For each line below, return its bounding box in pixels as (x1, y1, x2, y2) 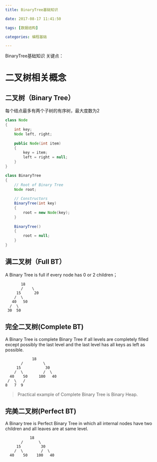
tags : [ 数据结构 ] (5, 25, 38, 30)
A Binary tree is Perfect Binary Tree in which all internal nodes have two (5, 421, 153, 427)
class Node (5, 118, 28, 123)
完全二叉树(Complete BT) (5, 322, 84, 331)
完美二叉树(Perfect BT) (5, 407, 76, 415)
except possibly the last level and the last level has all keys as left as (5, 341, 146, 347)
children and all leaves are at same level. (5, 426, 89, 432)
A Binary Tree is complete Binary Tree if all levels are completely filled (5, 336, 149, 342)
